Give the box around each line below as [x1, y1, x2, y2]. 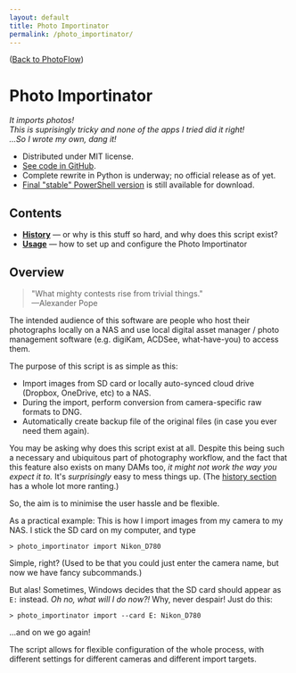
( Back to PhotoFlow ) [9, 54, 85, 65]
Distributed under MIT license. [21, 151, 134, 162]
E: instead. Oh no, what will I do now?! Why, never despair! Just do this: [9, 594, 274, 604]
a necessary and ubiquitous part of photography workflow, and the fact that [9, 452, 288, 462]
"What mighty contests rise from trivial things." [30, 287, 203, 299]
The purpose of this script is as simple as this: [9, 361, 178, 371]
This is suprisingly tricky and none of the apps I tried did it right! [9, 124, 245, 135]
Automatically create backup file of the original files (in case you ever [21, 416, 278, 427]
